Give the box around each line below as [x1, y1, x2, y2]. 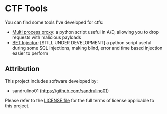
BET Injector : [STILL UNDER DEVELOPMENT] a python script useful [12, 39, 152, 45]
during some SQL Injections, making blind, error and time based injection [12, 45, 163, 51]
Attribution [5, 65, 40, 73]
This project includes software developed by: [5, 78, 98, 84]
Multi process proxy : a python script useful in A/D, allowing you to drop [12, 29, 159, 35]
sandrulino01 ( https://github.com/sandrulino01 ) [12, 88, 109, 94]
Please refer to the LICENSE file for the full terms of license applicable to [5, 97, 155, 103]
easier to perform [12, 50, 49, 56]
